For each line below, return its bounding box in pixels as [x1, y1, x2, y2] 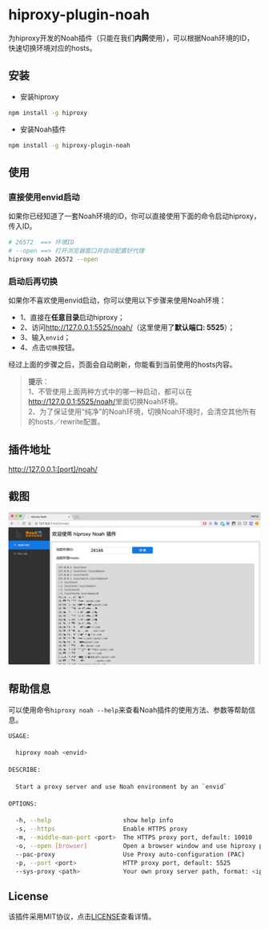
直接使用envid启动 [8, 191, 80, 202]
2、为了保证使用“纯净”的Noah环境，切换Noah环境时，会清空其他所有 [27, 407, 257, 416]
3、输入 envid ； [19, 333, 71, 343]
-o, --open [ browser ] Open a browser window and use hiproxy [15, 842, 256, 850]
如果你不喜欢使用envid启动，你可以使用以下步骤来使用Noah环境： [8, 295, 227, 306]
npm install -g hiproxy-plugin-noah [8, 141, 130, 149]
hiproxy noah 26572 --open [8, 255, 98, 263]
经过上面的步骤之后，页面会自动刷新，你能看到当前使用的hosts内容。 [8, 359, 237, 370]
